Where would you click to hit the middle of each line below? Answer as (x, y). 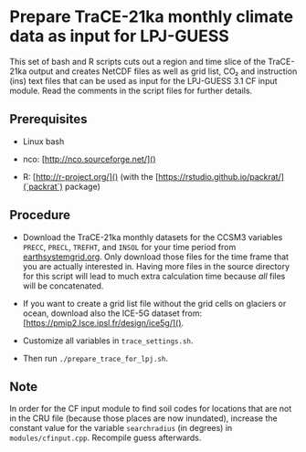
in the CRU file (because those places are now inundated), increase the (143, 418)
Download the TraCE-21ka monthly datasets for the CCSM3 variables (153, 237)
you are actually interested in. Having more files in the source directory (156, 266)
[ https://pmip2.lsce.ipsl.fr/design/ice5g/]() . (103, 322)
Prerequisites (48, 119)
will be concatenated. (63, 286)
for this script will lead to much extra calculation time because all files (154, 276)
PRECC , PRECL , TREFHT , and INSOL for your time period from (129, 247)
